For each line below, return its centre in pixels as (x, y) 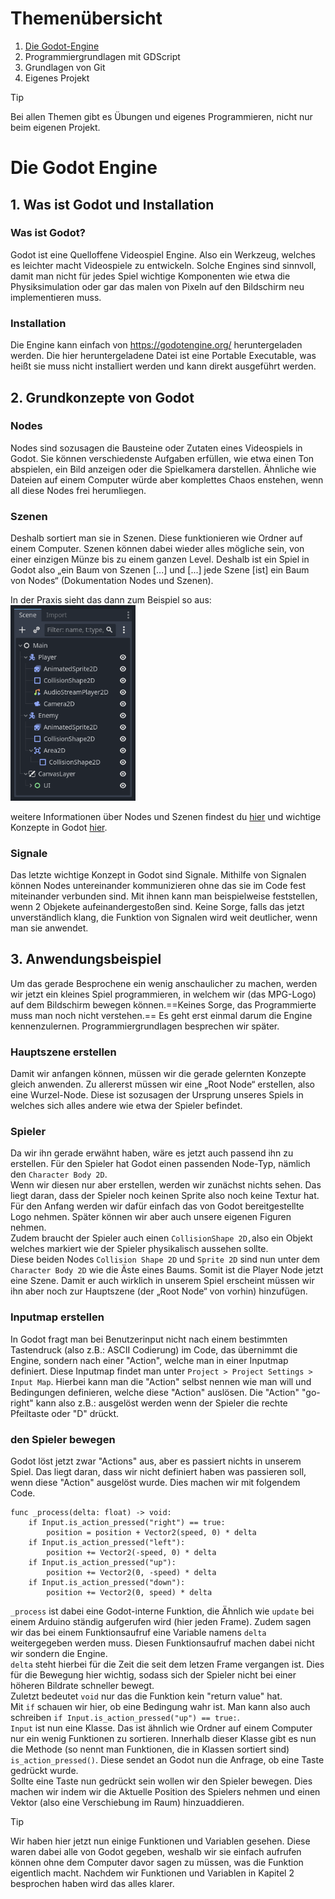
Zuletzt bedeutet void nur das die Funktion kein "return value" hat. (146, 1696)
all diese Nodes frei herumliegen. (78, 490)
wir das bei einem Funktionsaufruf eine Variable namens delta (138, 1632)
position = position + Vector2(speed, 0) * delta (151, 1532)
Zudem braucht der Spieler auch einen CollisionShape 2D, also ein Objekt (161, 1238)
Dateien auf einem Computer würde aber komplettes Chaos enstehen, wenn (167, 479)
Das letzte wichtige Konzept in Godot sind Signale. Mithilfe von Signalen (158, 874)
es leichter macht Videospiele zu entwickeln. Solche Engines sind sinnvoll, (163, 265)
